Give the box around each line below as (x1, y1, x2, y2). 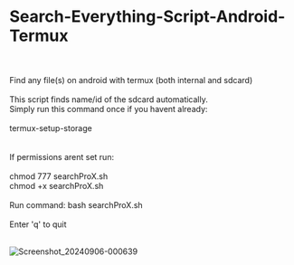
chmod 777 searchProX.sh (9, 170, 109, 182)
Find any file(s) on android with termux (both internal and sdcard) (9, 74, 253, 85)
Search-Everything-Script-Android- (9, 6, 286, 27)
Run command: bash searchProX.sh (9, 199, 143, 210)
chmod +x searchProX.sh (9, 180, 104, 191)
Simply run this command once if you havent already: (9, 103, 208, 114)
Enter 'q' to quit (9, 219, 67, 230)
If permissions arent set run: (9, 151, 115, 162)
